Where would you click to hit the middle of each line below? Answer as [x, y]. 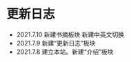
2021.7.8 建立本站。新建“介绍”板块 [65, 52]
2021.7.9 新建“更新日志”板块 [56, 43]
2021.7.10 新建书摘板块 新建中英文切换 [70, 34]
